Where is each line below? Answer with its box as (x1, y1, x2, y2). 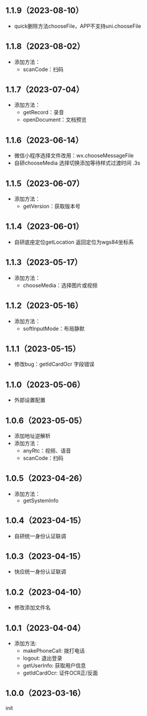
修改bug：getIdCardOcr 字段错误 (14, 360, 95, 368)
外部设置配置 (14, 396, 45, 404)
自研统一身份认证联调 (14, 532, 66, 540)
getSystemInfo (22, 496, 59, 504)
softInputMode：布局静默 (22, 325, 85, 332)
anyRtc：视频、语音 (22, 447, 71, 454)
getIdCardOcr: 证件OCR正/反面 (22, 669, 98, 676)
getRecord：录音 (22, 109, 64, 116)
